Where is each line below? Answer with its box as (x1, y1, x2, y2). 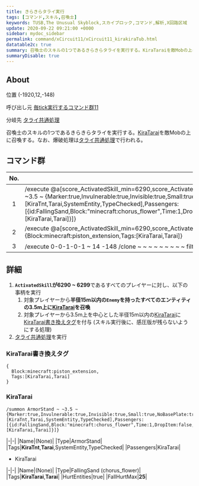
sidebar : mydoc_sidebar (6, 31, 65, 37)
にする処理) (23, 326, 52, 333)
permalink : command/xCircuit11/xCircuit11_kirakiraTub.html (6, 36, 158, 42)
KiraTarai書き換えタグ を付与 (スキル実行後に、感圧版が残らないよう (23, 319, 188, 326)
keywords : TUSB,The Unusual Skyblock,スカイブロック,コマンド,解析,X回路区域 (6, 20, 188, 26)
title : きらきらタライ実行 (6, 8, 65, 15)
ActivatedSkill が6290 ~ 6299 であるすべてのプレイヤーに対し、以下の (14, 281, 188, 288)
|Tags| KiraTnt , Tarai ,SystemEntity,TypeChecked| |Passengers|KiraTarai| (6, 443, 181, 451)
